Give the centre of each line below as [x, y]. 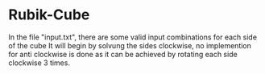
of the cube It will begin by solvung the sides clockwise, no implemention [130, 45]
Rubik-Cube [49, 15]
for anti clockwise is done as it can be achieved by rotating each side [123, 54]
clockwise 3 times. [39, 63]
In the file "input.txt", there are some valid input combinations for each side [133, 37]
